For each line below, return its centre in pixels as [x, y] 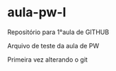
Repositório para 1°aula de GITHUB [58, 32]
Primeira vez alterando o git [48, 59]
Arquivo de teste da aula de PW [53, 45]
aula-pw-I [37, 12]
